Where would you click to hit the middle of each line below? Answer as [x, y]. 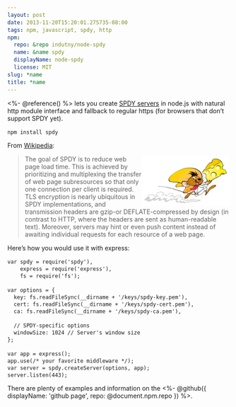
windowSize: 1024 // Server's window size [77, 333]
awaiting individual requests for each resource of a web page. [115, 234]
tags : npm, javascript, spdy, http [60, 30]
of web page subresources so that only [82, 181]
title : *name [26, 82]
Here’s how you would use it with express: [69, 248]
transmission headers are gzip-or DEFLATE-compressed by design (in [126, 212]
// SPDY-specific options [52, 326]
